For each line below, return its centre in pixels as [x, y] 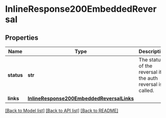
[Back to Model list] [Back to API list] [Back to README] [62, 111]
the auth [148, 78]
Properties [22, 38]
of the [145, 66]
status [15, 75]
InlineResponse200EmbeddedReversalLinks [81, 98]
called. [146, 90]
